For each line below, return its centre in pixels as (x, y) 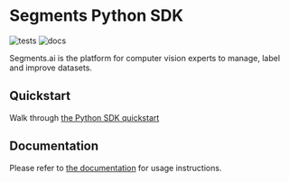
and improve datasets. (51, 68)
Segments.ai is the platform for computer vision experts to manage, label (145, 58)
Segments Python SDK (96, 16)
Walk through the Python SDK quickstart (84, 117)
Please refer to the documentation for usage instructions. (116, 168)
